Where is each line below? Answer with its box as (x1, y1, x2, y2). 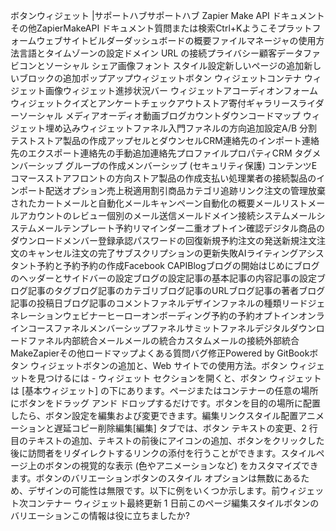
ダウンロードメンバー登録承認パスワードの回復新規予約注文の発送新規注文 (10, 235, 317, 246)
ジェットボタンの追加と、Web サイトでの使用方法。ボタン (47, 360, 288, 371)
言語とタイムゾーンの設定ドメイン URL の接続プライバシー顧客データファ (18, 47, 321, 59)
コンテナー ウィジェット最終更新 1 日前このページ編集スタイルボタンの (27, 497, 320, 509)
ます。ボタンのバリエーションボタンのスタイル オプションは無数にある (10, 472, 302, 484)
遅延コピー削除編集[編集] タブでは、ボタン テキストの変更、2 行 (53, 422, 318, 434)
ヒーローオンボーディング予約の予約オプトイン (106, 310, 299, 321)
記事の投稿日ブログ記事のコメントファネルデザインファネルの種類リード (10, 297, 308, 309)
